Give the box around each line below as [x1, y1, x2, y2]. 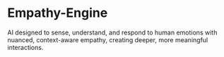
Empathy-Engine [7, 5, 108, 21]
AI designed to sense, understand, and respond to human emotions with [7, 28, 218, 37]
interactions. [7, 43, 44, 51]
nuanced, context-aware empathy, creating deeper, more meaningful [7, 35, 208, 44]
